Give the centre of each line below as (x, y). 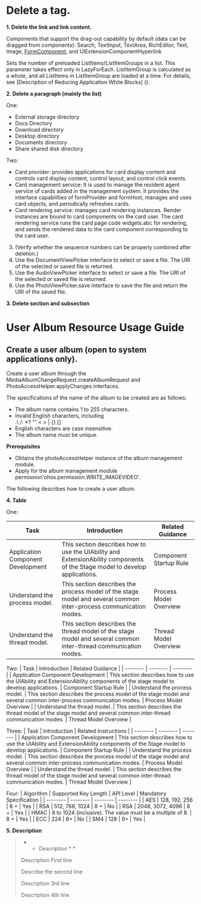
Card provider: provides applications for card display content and (95, 172)
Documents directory (41, 142)
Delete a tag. (38, 10)
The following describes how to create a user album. (71, 488)
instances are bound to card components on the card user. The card (99, 216)
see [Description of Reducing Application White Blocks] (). (78, 82)
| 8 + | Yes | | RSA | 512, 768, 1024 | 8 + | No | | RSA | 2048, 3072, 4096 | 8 (98, 806)
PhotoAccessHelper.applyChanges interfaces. (63, 386)
